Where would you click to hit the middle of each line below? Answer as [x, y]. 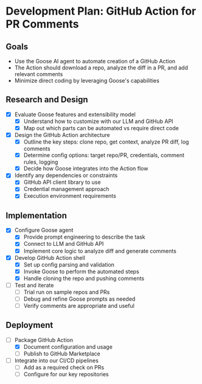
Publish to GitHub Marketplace [62, 354]
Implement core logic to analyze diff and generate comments [100, 251]
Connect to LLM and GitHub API [64, 244]
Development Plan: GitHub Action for [101, 11]
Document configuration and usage [68, 347]
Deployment [30, 325]
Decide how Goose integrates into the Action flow [86, 169]
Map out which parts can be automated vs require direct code [101, 128]
